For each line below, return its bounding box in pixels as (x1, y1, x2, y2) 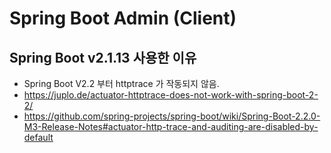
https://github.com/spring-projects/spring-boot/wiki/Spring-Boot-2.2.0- (23, 110, 321, 122)
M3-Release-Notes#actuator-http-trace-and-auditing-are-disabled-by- (23, 121, 319, 132)
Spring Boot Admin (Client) (9, 7, 237, 30)
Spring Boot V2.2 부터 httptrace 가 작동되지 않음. (23, 78, 220, 89)
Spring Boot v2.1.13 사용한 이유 (9, 49, 197, 66)
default (23, 132, 54, 143)
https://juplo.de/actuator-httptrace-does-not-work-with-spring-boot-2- (23, 89, 319, 101)
